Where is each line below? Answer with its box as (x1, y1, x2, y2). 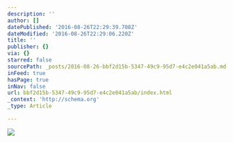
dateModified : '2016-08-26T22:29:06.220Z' (7, 30, 135, 38)
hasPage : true (7, 76, 50, 84)
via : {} (7, 50, 30, 57)
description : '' (7, 10, 55, 18)
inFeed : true (7, 69, 46, 76)
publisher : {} (7, 43, 50, 50)
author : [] (7, 17, 40, 24)
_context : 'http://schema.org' (7, 96, 100, 103)
